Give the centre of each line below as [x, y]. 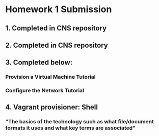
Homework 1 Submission [59, 9]
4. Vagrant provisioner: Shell [52, 107]
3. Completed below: [39, 63]
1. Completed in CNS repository [56, 28]
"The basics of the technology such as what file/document [79, 121]
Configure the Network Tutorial [45, 91]
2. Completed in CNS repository [57, 45]
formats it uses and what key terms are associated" [71, 128]
